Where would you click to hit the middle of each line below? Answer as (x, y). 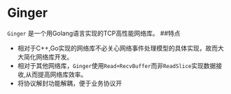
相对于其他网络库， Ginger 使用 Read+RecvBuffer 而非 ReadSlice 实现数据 (117, 65)
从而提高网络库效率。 (56, 74)
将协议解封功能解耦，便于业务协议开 (70, 83)
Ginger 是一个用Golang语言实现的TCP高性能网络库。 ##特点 (94, 33)
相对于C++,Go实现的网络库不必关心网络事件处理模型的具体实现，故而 (118, 48)
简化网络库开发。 (48, 57)
